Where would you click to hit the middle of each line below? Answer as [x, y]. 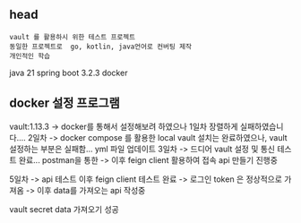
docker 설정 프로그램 [65, 103]
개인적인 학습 [30, 56]
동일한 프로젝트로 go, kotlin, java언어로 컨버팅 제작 [101, 47]
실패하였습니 [262, 126]
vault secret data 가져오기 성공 [64, 209]
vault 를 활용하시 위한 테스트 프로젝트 [73, 37]
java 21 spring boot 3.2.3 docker [69, 73]
